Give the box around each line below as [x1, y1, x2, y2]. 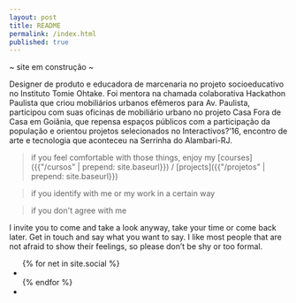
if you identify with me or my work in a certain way [30, 188, 216, 199]
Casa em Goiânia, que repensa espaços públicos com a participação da [9, 117, 271, 127]
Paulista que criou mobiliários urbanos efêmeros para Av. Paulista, [9, 98, 250, 109]
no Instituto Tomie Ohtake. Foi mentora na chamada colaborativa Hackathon [9, 88, 286, 99]
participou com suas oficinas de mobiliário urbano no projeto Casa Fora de [9, 107, 281, 117]
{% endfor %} [21, 277, 73, 288]
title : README [9, 21, 62, 30]
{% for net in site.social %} [21, 258, 120, 269]
